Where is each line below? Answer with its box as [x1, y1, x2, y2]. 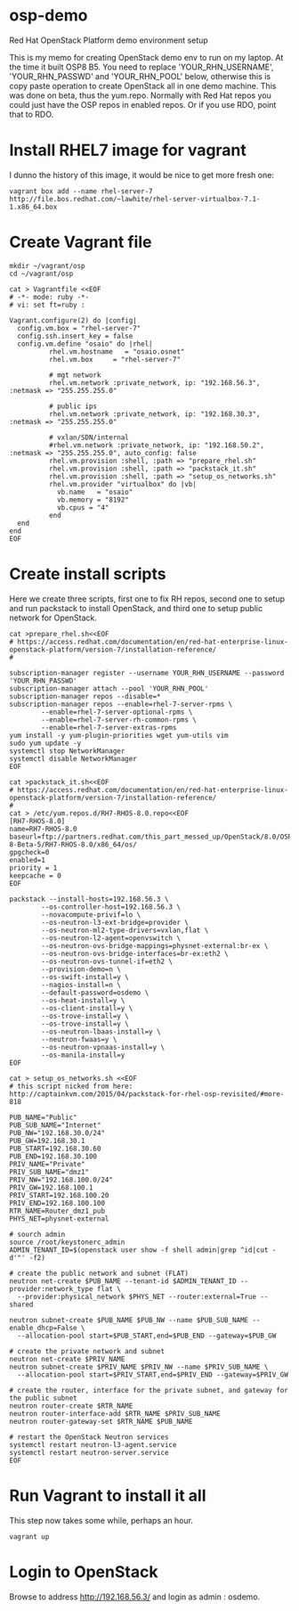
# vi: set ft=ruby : [9, 300, 86, 309]
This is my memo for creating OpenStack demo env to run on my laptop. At [9, 52, 284, 62]
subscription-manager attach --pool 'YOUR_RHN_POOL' [9, 683, 209, 693]
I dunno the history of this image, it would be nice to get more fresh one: [9, 169, 274, 180]
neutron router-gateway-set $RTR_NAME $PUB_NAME [9, 1417, 193, 1426]
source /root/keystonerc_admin [9, 1238, 125, 1247]
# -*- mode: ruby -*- [9, 292, 90, 301]
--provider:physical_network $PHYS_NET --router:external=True [17, 1292, 256, 1301]
